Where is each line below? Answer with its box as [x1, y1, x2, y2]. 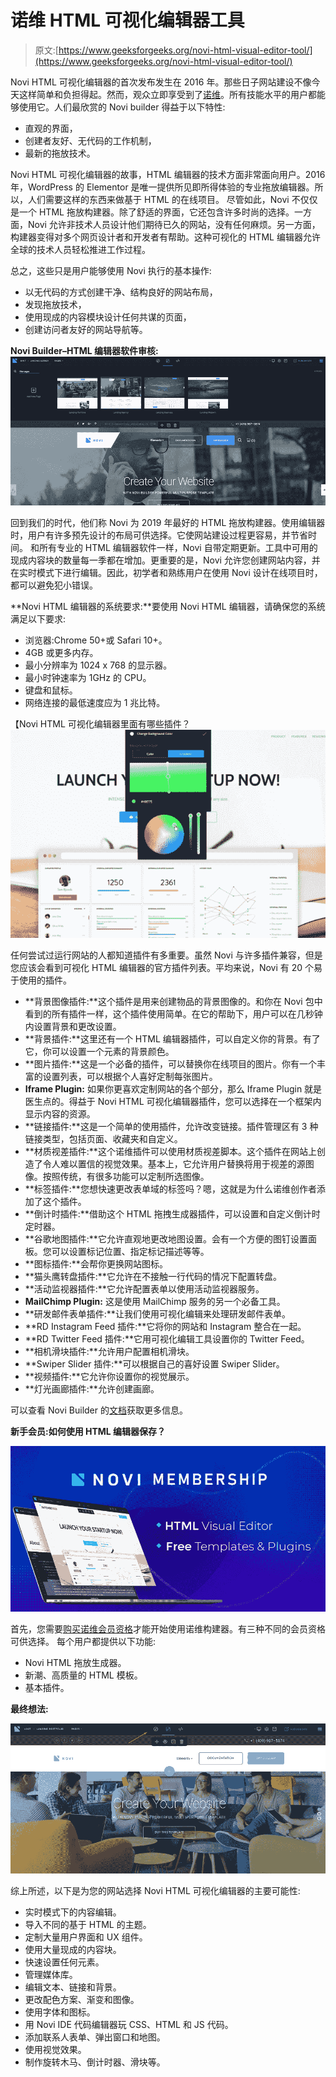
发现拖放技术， [24, 298, 87, 310]
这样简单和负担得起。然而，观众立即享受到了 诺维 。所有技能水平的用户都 [18, 88, 317, 100]
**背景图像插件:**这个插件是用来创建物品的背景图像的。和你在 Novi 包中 [24, 996, 323, 1008]
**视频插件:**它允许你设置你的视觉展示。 [24, 1371, 195, 1383]
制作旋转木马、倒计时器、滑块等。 [24, 2056, 166, 2068]
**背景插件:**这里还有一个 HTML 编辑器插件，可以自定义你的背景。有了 [24, 1033, 321, 1045]
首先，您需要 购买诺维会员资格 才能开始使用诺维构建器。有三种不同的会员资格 [10, 1623, 326, 1635]
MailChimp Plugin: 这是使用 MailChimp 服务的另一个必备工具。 [24, 1296, 286, 1308]
